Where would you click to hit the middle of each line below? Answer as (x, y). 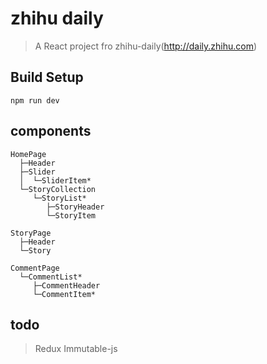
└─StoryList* (59, 198)
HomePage (28, 154)
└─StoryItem (71, 215)
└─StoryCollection (58, 189)
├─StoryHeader (75, 207)
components (51, 131)
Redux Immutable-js (76, 349)
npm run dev (35, 100)
